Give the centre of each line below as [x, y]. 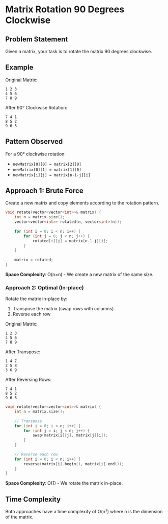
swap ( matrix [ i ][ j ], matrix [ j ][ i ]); [70, 436]
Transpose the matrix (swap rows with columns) [63, 309]
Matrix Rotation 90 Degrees [65, 9]
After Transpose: [23, 352]
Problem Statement [37, 39]
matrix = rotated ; [34, 260]
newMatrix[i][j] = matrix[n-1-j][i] [51, 175]
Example [19, 67]
